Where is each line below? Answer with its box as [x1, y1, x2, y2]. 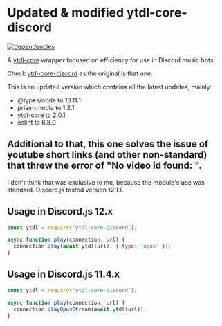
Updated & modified [7, 5, 124, 21]
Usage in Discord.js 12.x [7, 206, 113, 217]
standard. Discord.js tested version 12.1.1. [7, 185, 124, 194]
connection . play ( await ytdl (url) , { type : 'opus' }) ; [13, 243, 172, 250]
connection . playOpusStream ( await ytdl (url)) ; [13, 306, 147, 313]
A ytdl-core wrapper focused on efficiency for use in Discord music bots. [7, 55, 216, 64]
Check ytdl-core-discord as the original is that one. [7, 69, 154, 78]
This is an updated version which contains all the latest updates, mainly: [7, 82, 212, 91]
